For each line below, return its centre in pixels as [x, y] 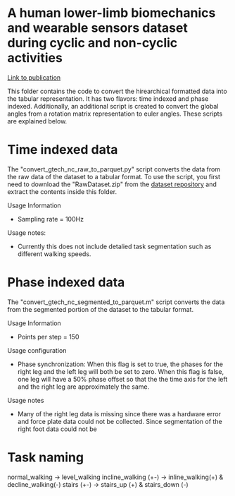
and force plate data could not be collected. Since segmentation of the [120, 421]
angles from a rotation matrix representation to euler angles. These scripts [115, 114]
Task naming [46, 457]
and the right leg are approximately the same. [83, 387]
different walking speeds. [54, 254]
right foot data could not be [57, 429]
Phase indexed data [66, 283]
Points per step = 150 [48, 337]
